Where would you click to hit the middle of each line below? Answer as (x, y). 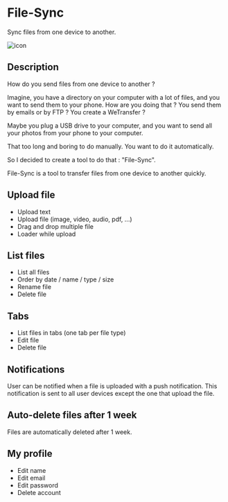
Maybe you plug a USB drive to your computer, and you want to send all (110, 125)
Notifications (36, 369)
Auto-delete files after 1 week (72, 415)
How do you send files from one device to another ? (81, 84)
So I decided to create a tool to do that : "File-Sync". (81, 159)
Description (33, 67)
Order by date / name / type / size (65, 279)
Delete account (39, 492)
